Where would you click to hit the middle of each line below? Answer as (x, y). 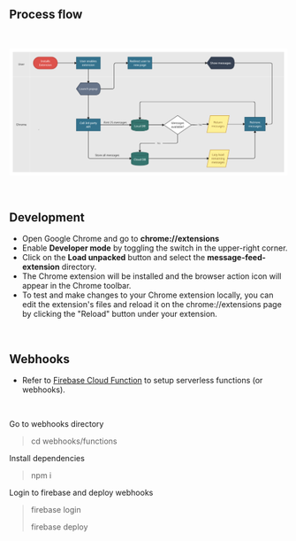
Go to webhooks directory (57, 424)
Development (47, 217)
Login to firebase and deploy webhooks (81, 493)
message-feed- (237, 258)
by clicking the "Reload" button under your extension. (120, 314)
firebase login (56, 510)
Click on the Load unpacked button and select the (114, 258)
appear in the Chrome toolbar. (76, 286)
